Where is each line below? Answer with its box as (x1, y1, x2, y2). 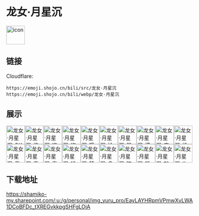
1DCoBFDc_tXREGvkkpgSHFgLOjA (6, 203, 91, 211)
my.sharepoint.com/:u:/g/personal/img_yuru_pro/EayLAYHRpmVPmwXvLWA (6, 197, 194, 204)
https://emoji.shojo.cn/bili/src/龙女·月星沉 (6, 85, 117, 91)
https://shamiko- (6, 190, 47, 198)
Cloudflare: (6, 72, 34, 80)
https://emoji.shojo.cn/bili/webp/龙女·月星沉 (6, 91, 119, 97)
